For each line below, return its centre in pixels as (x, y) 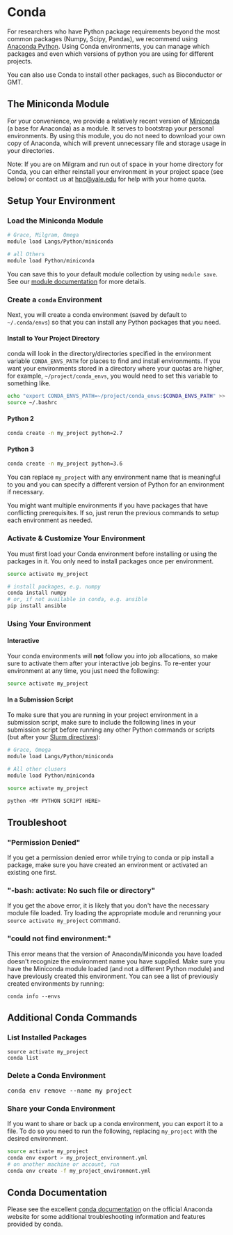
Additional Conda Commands (72, 1018)
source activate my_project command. (64, 920)
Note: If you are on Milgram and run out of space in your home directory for (115, 164)
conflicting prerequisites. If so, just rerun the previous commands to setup (113, 513)
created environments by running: (56, 983)
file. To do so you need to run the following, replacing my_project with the (112, 1131)
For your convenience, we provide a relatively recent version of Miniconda (114, 121)
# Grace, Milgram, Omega (43, 235)
